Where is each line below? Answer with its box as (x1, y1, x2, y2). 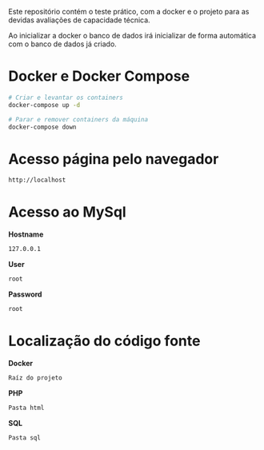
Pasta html (8, 404, 45, 412)
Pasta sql (8, 433, 42, 442)
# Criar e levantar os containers (8, 94, 124, 102)
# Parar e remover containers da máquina (8, 115, 149, 123)
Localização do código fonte (8, 332, 201, 350)
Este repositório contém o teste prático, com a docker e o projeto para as (8, 7, 250, 16)
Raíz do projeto (8, 373, 62, 382)
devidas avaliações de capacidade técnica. (8, 15, 150, 25)
